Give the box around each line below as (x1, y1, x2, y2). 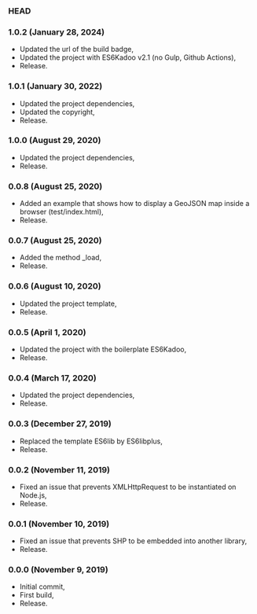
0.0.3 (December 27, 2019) (8, 418, 112, 429)
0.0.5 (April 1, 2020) (8, 326, 86, 337)
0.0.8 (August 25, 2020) (8, 181, 103, 192)
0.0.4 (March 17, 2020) (8, 372, 97, 383)
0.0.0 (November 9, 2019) (8, 564, 108, 575)
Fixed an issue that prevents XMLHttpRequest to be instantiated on (19, 482, 237, 491)
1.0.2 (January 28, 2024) (8, 26, 105, 37)
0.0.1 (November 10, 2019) (8, 518, 110, 529)
